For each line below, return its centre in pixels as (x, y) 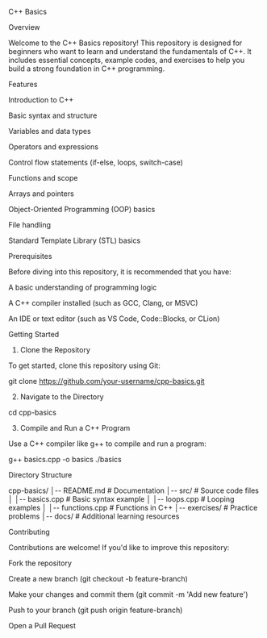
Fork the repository (40, 563)
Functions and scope (43, 178)
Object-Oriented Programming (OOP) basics (82, 209)
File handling (29, 225)
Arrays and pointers (41, 194)
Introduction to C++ (41, 100)
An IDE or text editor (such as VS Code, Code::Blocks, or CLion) (114, 319)
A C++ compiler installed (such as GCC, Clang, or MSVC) (103, 303)
